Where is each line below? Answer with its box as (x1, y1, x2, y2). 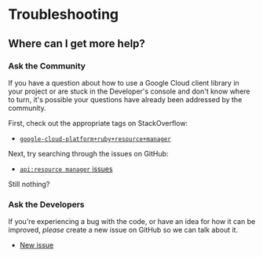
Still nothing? (8, 179, 50, 189)
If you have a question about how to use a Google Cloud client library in (8, 78, 239, 87)
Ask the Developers (8, 199, 85, 210)
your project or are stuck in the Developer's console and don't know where (8, 86, 250, 96)
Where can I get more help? (8, 37, 145, 50)
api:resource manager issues (19, 163, 113, 174)
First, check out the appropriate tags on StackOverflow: (8, 118, 188, 127)
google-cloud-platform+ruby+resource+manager (19, 135, 171, 143)
